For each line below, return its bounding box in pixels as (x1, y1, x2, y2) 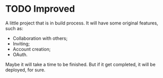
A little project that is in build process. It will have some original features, (5, 20, 158, 26)
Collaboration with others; (12, 35, 68, 41)
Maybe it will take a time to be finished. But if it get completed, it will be (5, 61, 156, 67)
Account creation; (12, 46, 51, 52)
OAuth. (12, 51, 28, 58)
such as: (5, 25, 24, 31)
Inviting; (12, 40, 30, 46)
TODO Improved (5, 3, 75, 15)
